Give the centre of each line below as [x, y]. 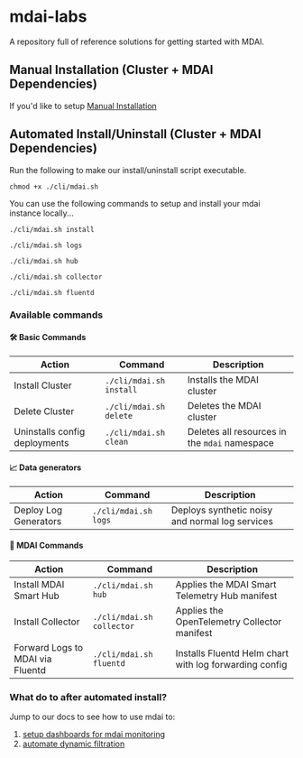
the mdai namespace [231, 442]
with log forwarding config [231, 665]
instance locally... [41, 213]
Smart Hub [37, 596]
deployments [41, 442]
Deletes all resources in [237, 431]
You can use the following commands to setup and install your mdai [135, 203]
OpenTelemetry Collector [229, 622]
